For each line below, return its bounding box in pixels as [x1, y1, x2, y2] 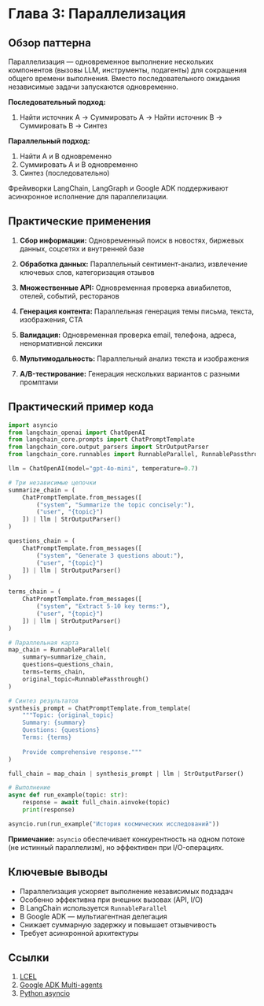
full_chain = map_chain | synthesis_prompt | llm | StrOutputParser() [8, 770, 244, 778]
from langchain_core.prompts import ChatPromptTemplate [8, 436, 195, 444]
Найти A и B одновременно [19, 151, 112, 161]
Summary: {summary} [22, 718, 86, 727]
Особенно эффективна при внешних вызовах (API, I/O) [19, 895, 203, 904]
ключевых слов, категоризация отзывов [19, 267, 155, 277]
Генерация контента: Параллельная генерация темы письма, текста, [19, 306, 254, 316]
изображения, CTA [19, 314, 83, 324]
